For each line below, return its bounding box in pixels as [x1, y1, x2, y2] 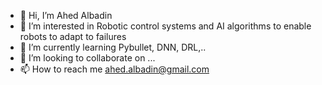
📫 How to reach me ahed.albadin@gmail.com [19, 63, 210, 75]
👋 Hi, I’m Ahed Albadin [19, 10, 113, 21]
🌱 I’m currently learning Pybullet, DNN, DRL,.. [19, 41, 207, 53]
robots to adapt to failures [19, 31, 127, 42]
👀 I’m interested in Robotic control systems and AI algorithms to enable [19, 20, 312, 32]
